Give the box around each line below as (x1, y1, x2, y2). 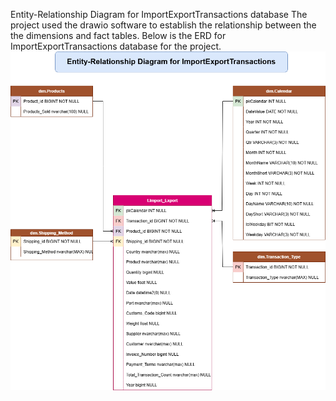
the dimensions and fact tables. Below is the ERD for (10, 30, 227, 41)
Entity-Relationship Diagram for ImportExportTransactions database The (10, 9, 308, 20)
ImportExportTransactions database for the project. (10, 40, 222, 52)
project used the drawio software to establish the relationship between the (10, 19, 317, 31)
